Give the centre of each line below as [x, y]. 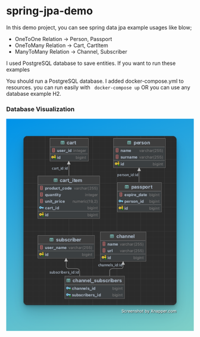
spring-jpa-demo [50, 11]
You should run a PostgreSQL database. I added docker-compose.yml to [95, 81]
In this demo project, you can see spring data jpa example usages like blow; [99, 27]
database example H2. [34, 93]
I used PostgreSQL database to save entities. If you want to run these [91, 63]
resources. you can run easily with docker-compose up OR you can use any [98, 87]
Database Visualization [40, 109]
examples [18, 69]
